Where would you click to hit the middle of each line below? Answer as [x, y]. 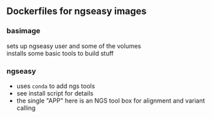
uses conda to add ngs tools [56, 86]
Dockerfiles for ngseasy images [77, 11]
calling [26, 108]
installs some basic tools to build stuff [60, 53]
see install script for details [55, 93]
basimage [23, 31]
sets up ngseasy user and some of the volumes [74, 46]
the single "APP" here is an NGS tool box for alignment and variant [110, 100]
